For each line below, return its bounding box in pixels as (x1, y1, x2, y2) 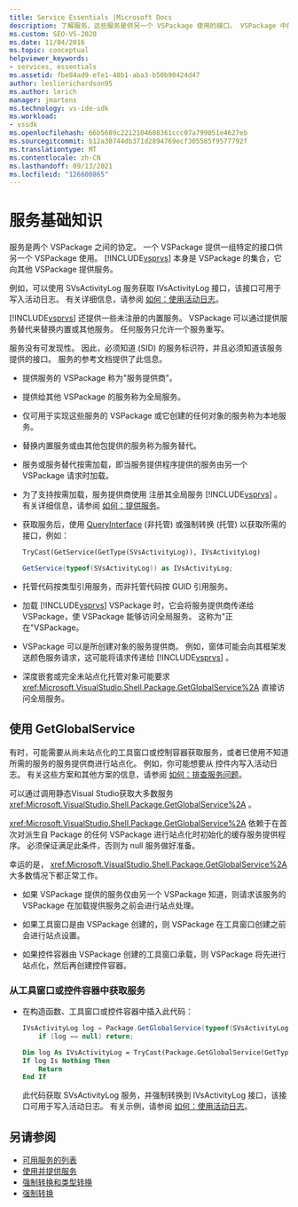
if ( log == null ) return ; (38, 1031, 135, 1041)
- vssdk (9, 121, 38, 130)
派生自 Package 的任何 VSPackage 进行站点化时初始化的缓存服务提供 (24, 829, 278, 840)
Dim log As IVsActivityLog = (21, 1048, 130, 1057)
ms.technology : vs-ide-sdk (9, 104, 109, 113)
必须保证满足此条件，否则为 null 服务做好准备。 (26, 840, 200, 850)
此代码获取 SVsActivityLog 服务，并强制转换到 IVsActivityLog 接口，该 (21, 1090, 279, 1100)
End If (21, 1073, 47, 1082)
